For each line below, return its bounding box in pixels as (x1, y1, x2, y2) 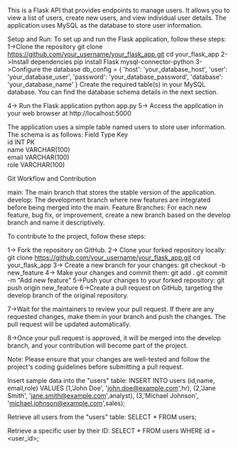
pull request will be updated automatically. (7, 320, 131, 328)
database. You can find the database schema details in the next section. (7, 88, 219, 96)
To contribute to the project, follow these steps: (7, 232, 146, 240)
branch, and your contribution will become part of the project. (7, 341, 188, 350)
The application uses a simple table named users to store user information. (7, 123, 227, 131)
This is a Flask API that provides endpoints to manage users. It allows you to (7, 6, 230, 14)
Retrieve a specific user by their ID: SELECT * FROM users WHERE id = (7, 426, 216, 435)
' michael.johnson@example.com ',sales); (7, 399, 126, 407)
